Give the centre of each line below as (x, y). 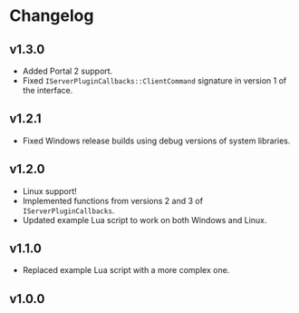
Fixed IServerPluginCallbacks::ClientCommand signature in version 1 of (154, 81)
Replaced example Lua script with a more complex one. (126, 270)
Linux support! (49, 191)
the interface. (48, 90)
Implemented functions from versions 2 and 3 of (113, 201)
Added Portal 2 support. (68, 71)
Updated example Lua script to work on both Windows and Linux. (145, 220)
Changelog (52, 16)
